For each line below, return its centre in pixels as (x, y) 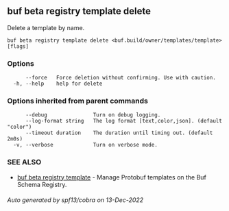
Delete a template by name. (46, 27)
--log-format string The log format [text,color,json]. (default (124, 121)
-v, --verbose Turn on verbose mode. (85, 145)
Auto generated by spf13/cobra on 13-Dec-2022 (75, 200)
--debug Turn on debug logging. (93, 115)
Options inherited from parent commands (78, 101)
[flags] (18, 46)
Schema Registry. (42, 184)
